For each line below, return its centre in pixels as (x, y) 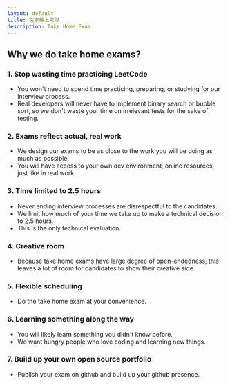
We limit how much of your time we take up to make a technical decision (120, 213)
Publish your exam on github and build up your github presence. (108, 374)
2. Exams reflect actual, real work (65, 136)
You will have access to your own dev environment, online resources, (116, 166)
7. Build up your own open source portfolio (79, 359)
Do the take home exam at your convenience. (82, 302)
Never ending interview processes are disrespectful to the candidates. (117, 206)
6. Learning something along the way (71, 319)
